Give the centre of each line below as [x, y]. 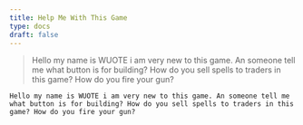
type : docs [30, 26]
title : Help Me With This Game [68, 18]
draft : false [34, 34]
